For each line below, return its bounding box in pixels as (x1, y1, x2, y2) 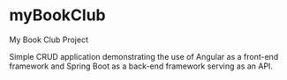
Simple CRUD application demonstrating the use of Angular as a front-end (9, 51, 279, 62)
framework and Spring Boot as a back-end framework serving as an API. (9, 61, 274, 71)
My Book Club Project (9, 34, 89, 45)
